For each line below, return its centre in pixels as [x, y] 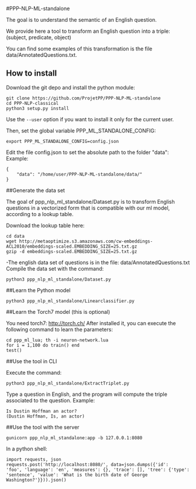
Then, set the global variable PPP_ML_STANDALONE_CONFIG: [81, 131]
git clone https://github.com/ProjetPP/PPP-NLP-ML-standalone [83, 98]
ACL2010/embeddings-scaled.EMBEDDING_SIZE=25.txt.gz [72, 246]
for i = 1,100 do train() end [43, 345]
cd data [16, 236]
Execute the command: [34, 372]
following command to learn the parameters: [59, 329]
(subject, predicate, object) [39, 37]
